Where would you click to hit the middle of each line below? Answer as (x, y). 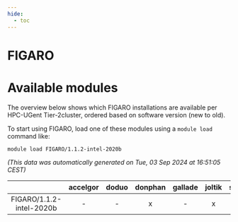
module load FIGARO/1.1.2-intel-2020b (64, 149)
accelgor (84, 187)
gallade (185, 187)
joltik (214, 187)
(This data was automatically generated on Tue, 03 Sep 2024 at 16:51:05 (114, 162)
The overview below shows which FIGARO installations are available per (112, 107)
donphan (151, 187)
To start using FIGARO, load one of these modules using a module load (110, 129)
